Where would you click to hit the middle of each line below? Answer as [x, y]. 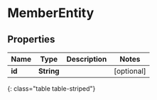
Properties [31, 39]
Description [87, 59]
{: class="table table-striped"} [52, 89]
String [49, 71]
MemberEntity [51, 13]
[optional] [130, 71]
